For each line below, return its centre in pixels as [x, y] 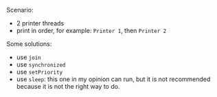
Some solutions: [29, 44]
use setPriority [39, 72]
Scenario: [20, 10]
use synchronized [41, 64]
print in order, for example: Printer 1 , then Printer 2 [91, 31]
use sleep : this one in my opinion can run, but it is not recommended [113, 79]
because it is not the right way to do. [68, 86]
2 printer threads [40, 23]
